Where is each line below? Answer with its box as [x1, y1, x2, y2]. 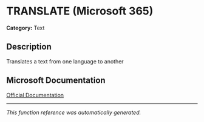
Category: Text [6, 24, 45, 31]
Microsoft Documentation [6, 75, 106, 86]
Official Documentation [6, 91, 64, 98]
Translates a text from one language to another [6, 57, 124, 65]
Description [6, 42, 52, 52]
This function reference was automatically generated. [6, 109, 141, 116]
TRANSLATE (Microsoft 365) [6, 4, 154, 18]
